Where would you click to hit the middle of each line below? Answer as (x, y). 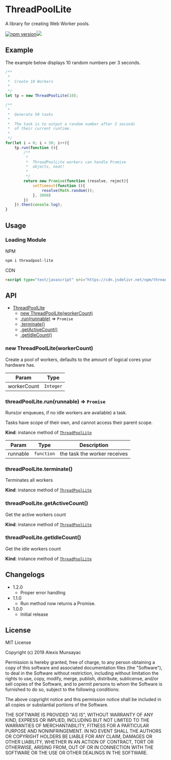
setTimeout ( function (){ (59, 186)
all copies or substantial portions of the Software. (57, 705)
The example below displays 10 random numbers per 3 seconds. (73, 62)
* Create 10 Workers (30, 81)
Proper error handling (43, 592)
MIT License (18, 642)
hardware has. (20, 365)
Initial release (34, 614)
